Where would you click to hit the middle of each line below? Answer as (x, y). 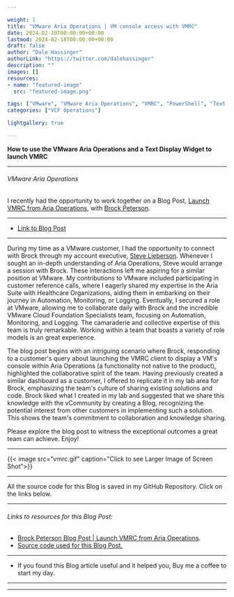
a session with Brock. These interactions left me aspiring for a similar (106, 271)
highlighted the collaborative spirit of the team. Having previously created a (115, 373)
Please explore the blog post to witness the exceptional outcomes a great (112, 431)
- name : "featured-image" (45, 85)
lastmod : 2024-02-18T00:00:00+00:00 (60, 39)
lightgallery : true (36, 123)
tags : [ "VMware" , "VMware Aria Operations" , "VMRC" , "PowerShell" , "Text (117, 104)
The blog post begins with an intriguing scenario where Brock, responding (114, 351)
